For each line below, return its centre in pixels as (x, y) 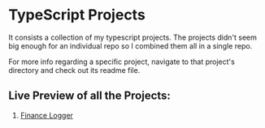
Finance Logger (46, 115)
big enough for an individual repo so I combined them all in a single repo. (130, 45)
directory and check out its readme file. (74, 70)
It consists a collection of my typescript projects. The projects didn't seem (133, 37)
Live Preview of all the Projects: (89, 96)
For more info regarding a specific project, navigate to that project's (122, 62)
